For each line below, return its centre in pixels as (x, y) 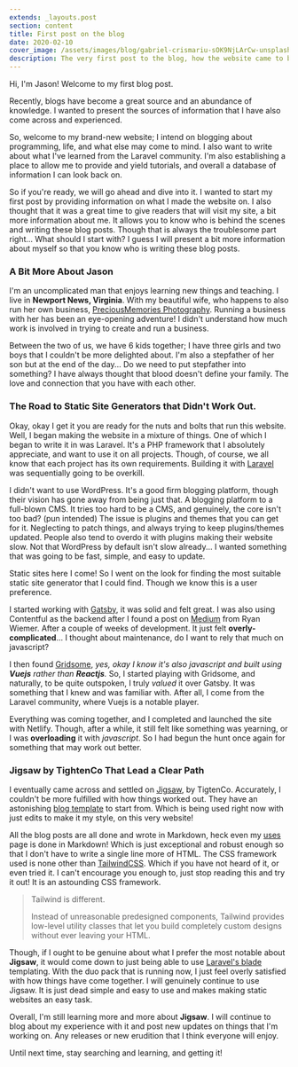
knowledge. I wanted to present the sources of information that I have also (145, 110)
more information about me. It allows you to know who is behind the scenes (147, 220)
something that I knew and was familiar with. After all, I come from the (137, 692)
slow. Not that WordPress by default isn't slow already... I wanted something (148, 546)
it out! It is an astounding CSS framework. (85, 882)
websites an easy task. (51, 1000)
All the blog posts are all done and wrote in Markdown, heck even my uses (145, 835)
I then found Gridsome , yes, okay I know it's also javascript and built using (145, 664)
